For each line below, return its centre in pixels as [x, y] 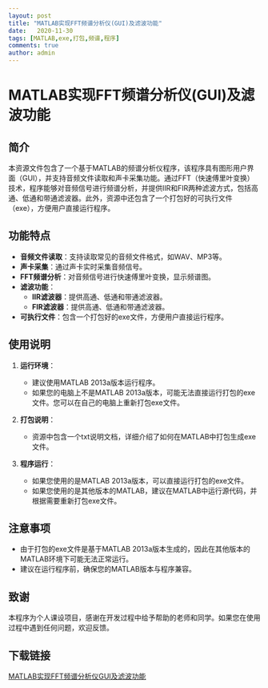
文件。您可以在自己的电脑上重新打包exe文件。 [108, 403]
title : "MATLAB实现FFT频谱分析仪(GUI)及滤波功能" [85, 23]
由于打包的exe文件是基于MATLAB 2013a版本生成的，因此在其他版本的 [135, 549]
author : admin [32, 53]
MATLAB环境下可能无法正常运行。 [76, 559]
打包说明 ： [38, 419]
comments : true [34, 46]
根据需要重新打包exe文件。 [76, 500]
